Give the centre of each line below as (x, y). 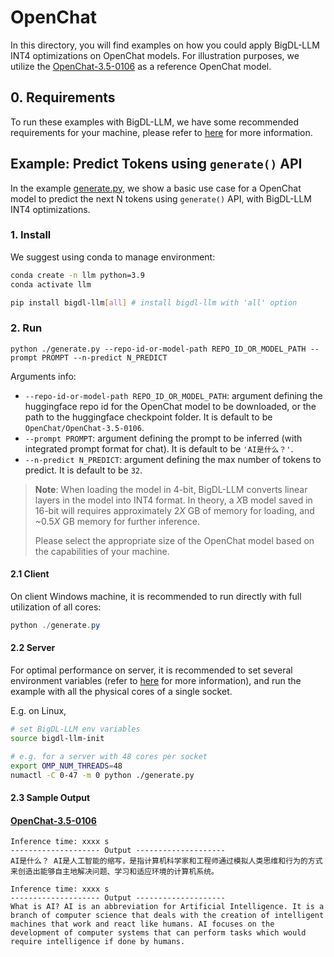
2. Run (26, 328)
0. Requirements (63, 97)
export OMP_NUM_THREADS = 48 (66, 766)
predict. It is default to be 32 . (83, 470)
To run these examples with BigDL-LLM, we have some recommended (155, 122)
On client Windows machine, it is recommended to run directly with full (156, 596)
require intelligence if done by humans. (98, 942)
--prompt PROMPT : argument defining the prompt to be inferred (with (163, 438)
